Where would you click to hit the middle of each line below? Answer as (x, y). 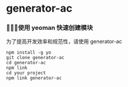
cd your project (26, 73)
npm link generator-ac (34, 78)
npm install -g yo (29, 53)
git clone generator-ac (35, 58)
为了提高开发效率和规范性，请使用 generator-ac (64, 41)
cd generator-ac (26, 63)
